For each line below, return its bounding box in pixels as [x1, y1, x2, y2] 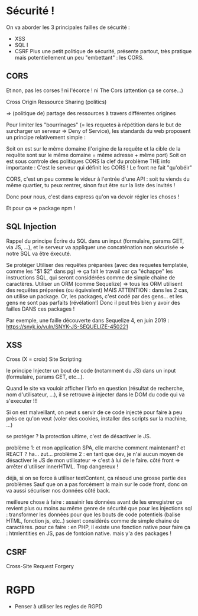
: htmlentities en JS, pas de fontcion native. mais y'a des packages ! [6, 530, 171, 537]
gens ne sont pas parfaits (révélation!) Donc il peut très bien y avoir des [6, 299, 180, 306]
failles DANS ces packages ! [6, 305, 75, 312]
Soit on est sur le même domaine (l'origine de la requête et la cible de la [6, 145, 181, 152]
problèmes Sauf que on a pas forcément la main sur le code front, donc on [6, 481, 188, 488]
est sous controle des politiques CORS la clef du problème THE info [6, 158, 171, 165]
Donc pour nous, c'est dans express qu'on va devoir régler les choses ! [6, 193, 180, 200]
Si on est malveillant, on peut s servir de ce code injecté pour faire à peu [6, 409, 183, 416]
